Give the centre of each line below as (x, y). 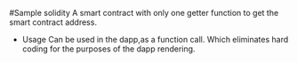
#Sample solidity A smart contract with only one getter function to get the (144, 13)
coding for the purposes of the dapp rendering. (108, 49)
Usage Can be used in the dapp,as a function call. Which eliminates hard (155, 39)
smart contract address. (53, 22)
